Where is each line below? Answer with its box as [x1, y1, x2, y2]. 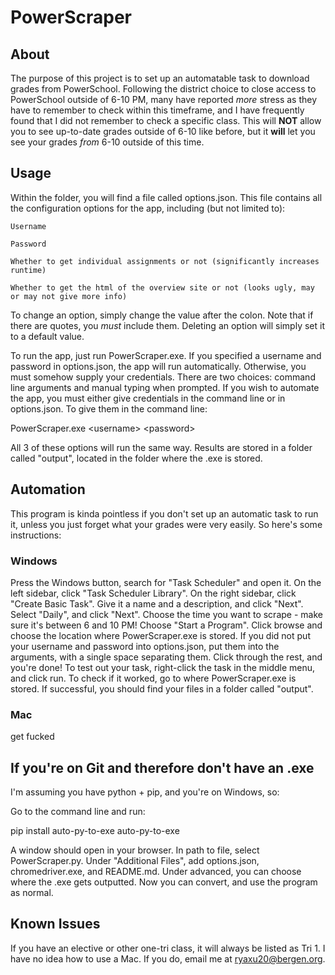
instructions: [10, 529, 62, 541]
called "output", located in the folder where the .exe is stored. [10, 452, 263, 464]
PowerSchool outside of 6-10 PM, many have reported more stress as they [10, 94, 318, 105]
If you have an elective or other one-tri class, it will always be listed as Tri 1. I [10, 942, 326, 954]
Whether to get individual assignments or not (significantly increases [10, 256, 320, 266]
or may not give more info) [10, 291, 128, 301]
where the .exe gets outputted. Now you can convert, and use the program [10, 876, 318, 888]
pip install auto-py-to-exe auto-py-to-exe [10, 825, 180, 837]
